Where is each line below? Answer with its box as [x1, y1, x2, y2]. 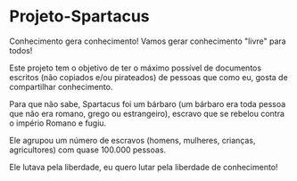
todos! [9, 45, 33, 55]
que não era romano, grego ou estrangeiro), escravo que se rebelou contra [9, 108, 285, 119]
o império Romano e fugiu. [9, 118, 107, 128]
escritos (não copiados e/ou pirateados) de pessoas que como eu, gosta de [9, 71, 288, 82]
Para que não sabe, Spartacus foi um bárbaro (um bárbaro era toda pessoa [9, 98, 286, 109]
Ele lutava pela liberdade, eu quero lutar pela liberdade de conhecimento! [9, 161, 278, 172]
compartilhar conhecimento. [9, 81, 113, 92]
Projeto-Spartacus [9, 6, 150, 27]
